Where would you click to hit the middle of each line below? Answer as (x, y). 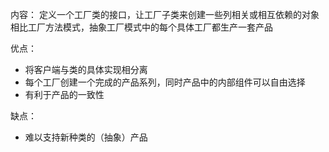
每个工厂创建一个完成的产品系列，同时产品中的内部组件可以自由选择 (165, 82)
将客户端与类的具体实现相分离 (86, 69)
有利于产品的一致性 (64, 94)
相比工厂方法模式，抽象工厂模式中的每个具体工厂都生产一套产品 (141, 27)
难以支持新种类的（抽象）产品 (86, 137)
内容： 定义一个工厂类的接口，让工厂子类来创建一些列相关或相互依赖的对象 (165, 14)
